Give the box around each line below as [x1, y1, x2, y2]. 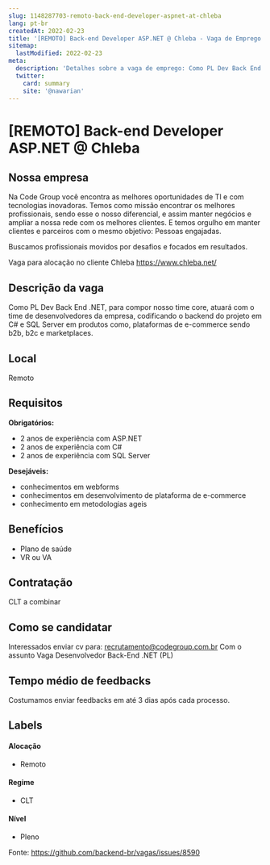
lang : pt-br [8, 19, 48, 27]
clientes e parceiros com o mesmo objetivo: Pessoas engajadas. [8, 227, 222, 236]
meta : [8, 57, 27, 65]
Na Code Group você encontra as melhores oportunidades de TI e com [8, 192, 244, 202]
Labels [8, 719, 43, 733]
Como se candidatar [8, 621, 113, 634]
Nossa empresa [8, 170, 89, 184]
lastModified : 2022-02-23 [15, 49, 103, 57]
